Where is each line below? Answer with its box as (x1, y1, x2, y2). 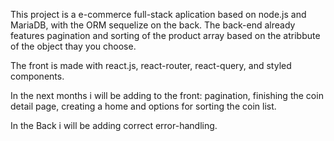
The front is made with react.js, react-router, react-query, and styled (10, 60, 292, 71)
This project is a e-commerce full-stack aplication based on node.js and (10, 9, 307, 20)
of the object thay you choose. (10, 40, 137, 52)
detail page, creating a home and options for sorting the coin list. (10, 100, 277, 112)
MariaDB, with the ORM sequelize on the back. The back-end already (10, 19, 296, 31)
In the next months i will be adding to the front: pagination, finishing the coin (10, 90, 324, 101)
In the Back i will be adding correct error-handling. (10, 120, 218, 131)
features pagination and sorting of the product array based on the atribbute (10, 30, 321, 41)
